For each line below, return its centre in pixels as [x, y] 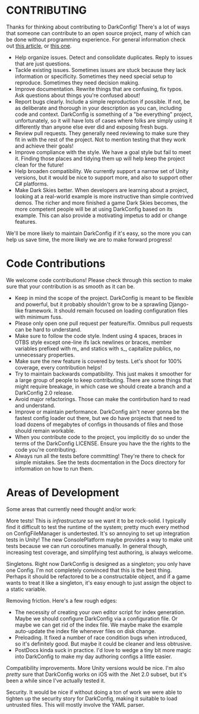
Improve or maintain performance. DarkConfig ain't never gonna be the [102, 412]
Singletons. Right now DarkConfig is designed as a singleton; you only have [99, 563]
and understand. [35, 405]
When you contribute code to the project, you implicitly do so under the [102, 437]
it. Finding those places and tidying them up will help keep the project [100, 158]
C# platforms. [31, 184]
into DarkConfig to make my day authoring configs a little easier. [93, 656]
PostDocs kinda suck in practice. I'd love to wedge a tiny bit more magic [103, 650]
